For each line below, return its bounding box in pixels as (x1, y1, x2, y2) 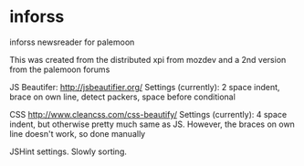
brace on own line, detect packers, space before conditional (9, 91, 236, 102)
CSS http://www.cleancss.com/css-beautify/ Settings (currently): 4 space (9, 109, 288, 119)
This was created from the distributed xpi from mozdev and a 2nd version (9, 54, 287, 65)
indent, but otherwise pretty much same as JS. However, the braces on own (9, 119, 295, 130)
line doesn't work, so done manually (9, 128, 146, 139)
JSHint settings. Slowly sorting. (9, 146, 128, 157)
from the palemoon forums (9, 64, 110, 75)
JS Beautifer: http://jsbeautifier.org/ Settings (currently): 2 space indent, (9, 81, 280, 92)
